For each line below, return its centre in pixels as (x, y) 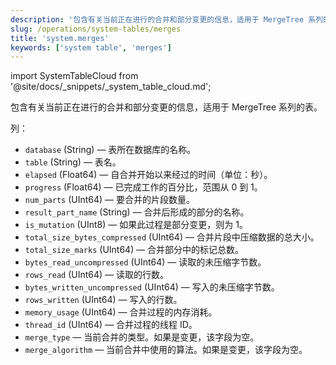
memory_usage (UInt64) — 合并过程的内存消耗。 (121, 312)
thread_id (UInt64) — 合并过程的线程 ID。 (111, 325)
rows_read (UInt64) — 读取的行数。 (97, 275)
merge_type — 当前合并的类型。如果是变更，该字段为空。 (142, 337)
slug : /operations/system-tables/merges (96, 29)
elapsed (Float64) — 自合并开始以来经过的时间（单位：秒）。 (148, 175)
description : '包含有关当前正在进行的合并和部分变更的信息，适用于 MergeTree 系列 (167, 19)
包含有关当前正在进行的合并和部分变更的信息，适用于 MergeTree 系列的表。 (166, 107)
